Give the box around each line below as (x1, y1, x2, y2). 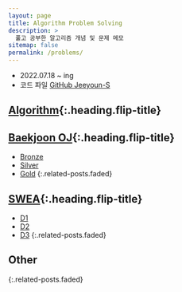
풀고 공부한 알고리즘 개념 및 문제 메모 (15, 34, 125, 42)
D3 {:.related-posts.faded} (19, 231, 106, 240)
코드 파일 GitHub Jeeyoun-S (19, 81, 110, 89)
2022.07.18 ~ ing (19, 71, 74, 80)
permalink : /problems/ (8, 49, 83, 57)
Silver (19, 160, 39, 170)
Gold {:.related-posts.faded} (19, 169, 113, 179)
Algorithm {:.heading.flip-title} (8, 104, 161, 117)
